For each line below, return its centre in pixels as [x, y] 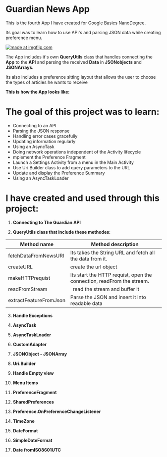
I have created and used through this [83, 198]
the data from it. [89, 258]
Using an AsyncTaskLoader [41, 178]
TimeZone [24, 421]
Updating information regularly [44, 141]
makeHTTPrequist [29, 278]
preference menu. [24, 38]
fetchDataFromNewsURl [36, 255]
